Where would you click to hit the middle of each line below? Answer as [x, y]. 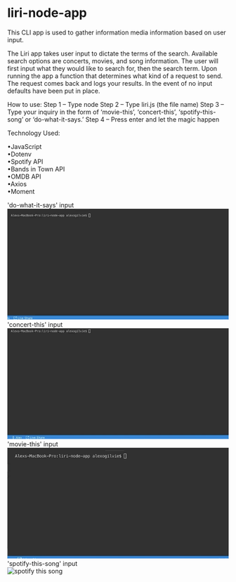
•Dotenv [19, 154]
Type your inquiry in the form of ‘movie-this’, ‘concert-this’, [92, 112]
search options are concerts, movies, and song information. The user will [113, 60]
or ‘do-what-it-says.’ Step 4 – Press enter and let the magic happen [122, 119]
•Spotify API [25, 161]
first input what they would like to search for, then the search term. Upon [112, 68]
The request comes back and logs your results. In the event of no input [110, 83]
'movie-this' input [33, 444]
